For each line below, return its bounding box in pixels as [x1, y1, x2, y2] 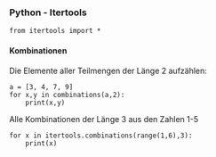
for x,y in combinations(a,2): [9, 90, 125, 99]
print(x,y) [25, 98, 66, 107]
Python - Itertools [9, 6, 87, 19]
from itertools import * [9, 27, 101, 36]
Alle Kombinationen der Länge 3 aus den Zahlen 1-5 [9, 113, 198, 124]
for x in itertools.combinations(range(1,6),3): [9, 131, 193, 140]
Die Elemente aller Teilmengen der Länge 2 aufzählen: [9, 65, 207, 76]
